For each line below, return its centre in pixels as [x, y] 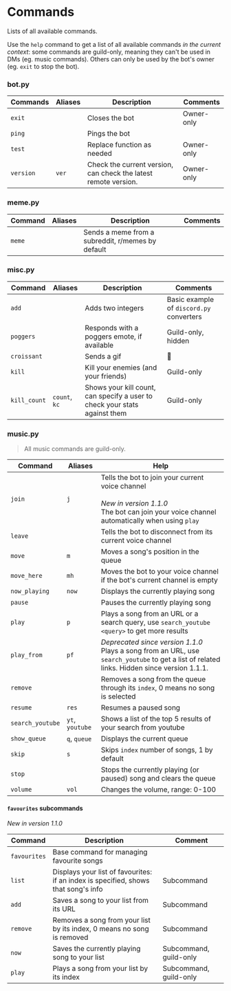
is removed [70, 937]
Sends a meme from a [119, 232]
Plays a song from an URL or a [150, 614]
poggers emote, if [113, 337]
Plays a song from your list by [100, 968]
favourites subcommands [45, 808]
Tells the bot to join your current [152, 478]
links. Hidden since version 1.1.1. [154, 668]
